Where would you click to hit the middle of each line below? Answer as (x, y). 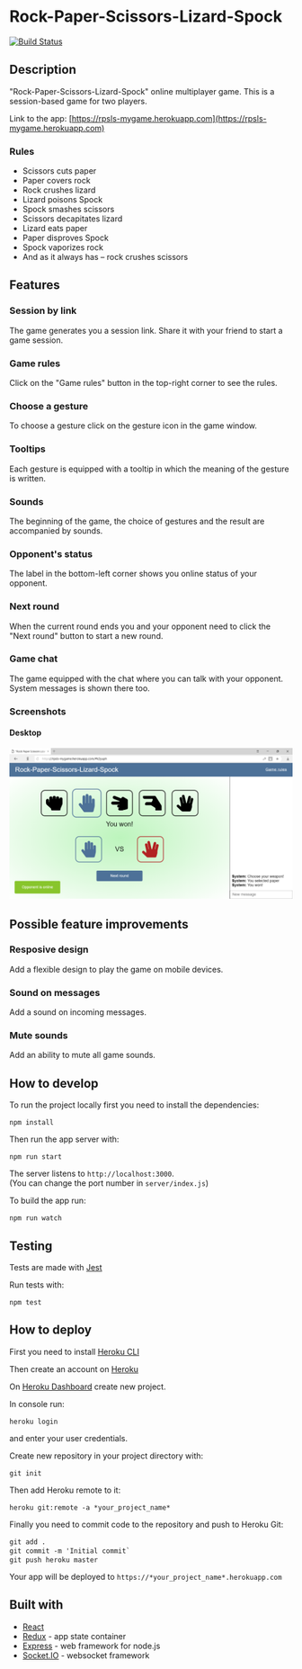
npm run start (36, 1157)
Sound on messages (55, 992)
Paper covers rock (57, 181)
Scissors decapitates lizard (72, 219)
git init (26, 1473)
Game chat (34, 659)
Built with (36, 1605)
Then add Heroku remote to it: (65, 1490)
